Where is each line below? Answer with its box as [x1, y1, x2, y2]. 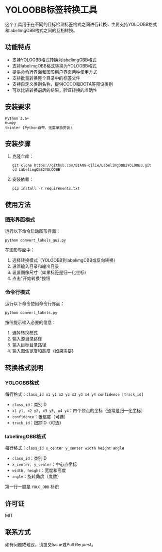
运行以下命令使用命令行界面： [5, 301, 65, 307]
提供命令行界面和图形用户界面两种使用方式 [12, 69, 97, 75]
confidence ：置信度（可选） [12, 414, 68, 420]
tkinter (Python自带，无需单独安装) [5, 125, 73, 130]
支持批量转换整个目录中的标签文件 [12, 75, 81, 81]
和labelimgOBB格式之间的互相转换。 [5, 27, 78, 33]
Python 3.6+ [5, 116, 29, 121]
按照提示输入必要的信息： [5, 320, 56, 325]
